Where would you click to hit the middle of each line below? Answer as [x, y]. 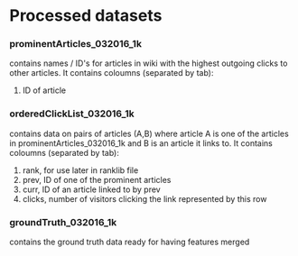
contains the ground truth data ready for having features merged [130, 242]
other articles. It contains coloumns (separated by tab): [112, 73]
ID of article [44, 90]
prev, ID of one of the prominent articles [97, 179]
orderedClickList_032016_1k [72, 114]
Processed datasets [86, 16]
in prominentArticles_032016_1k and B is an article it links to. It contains [141, 143]
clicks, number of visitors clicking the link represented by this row [144, 198]
